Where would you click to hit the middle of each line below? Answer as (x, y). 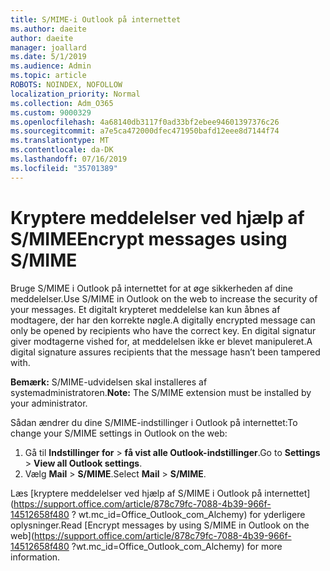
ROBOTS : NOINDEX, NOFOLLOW (66, 85)
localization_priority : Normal (75, 94)
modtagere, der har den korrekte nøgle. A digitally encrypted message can (163, 320)
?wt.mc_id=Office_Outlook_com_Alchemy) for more (177, 546)
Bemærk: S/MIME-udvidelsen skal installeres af (109, 382)
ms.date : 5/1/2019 (48, 57)
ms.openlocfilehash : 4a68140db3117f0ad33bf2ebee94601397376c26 (145, 122)
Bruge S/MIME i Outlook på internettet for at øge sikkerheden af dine (151, 288)
